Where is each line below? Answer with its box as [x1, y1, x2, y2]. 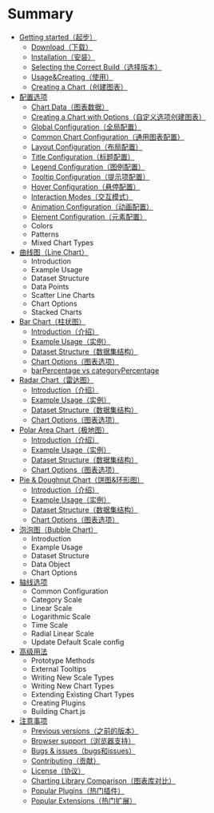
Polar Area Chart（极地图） [18, 425, 109, 434]
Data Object [30, 559, 71, 569]
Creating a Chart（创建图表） [30, 81, 129, 92]
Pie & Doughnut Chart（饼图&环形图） [18, 474, 145, 484]
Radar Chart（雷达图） [18, 375, 94, 384]
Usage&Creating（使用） [30, 72, 113, 81]
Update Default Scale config [30, 637, 125, 647]
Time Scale [30, 620, 69, 629]
